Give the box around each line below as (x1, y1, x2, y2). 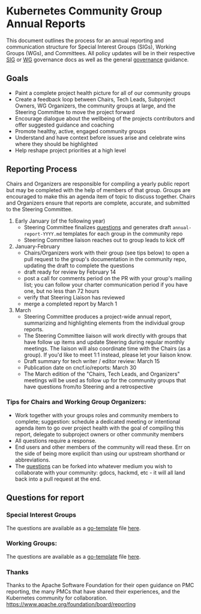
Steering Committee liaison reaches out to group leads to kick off (23, 236, 185, 244)
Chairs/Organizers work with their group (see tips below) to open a (23, 249, 190, 256)
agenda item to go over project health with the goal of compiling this (14, 424, 184, 432)
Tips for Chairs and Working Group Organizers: (6, 398, 146, 406)
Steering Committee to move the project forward (14, 108, 135, 115)
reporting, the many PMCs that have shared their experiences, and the (6, 588, 180, 595)
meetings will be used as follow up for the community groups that (23, 376, 186, 384)
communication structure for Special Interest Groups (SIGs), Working (6, 43, 177, 50)
